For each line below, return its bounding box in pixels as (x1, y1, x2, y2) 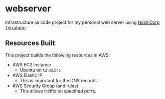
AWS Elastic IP (12, 72, 43, 78)
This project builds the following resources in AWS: (5, 52, 110, 58)
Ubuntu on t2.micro (19, 67, 61, 73)
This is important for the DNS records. (19, 77, 98, 83)
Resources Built (5, 39, 55, 48)
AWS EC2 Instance (12, 61, 51, 67)
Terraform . (5, 24, 27, 30)
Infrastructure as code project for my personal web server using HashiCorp (5, 19, 160, 25)
